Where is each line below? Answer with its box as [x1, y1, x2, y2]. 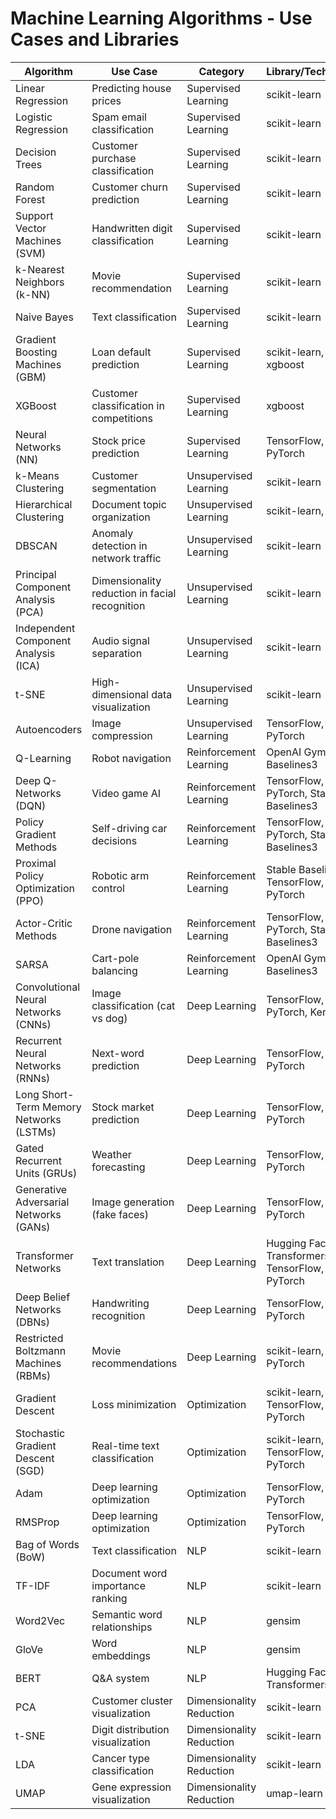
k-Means [15, 468, 60, 482]
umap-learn [266, 1786, 323, 1800]
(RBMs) [15, 1368, 52, 1382]
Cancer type [91, 1751, 150, 1765]
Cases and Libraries [10, 28, 180, 51]
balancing [91, 963, 138, 977]
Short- [41, 1087, 75, 1101]
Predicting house [91, 81, 172, 95]
